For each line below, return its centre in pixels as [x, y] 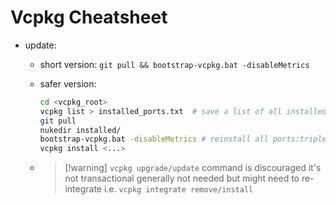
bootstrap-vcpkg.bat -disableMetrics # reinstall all [154, 139]
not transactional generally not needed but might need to [182, 178]
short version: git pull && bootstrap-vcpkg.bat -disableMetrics [174, 64]
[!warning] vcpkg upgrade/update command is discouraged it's [193, 168]
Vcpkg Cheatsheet [89, 17]
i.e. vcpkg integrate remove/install [178, 189]
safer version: [68, 83]
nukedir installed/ [80, 130]
